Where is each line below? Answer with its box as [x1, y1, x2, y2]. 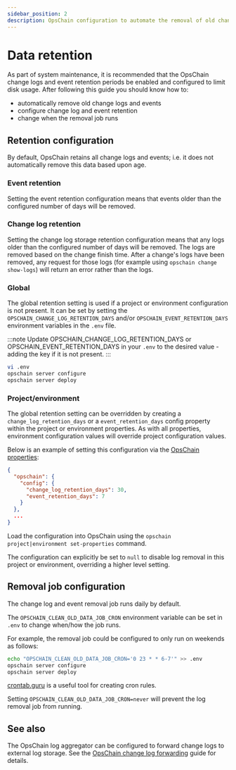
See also [7, 723, 46, 735]
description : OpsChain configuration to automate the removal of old [7, 17, 216, 24]
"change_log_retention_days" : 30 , [25, 486, 128, 493]
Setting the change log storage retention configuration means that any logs [7, 235, 225, 244]
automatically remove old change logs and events [17, 99, 162, 108]
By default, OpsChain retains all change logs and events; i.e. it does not [7, 153, 214, 162]
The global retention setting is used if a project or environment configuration [7, 299, 228, 307]
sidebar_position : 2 [7, 10, 68, 18]
